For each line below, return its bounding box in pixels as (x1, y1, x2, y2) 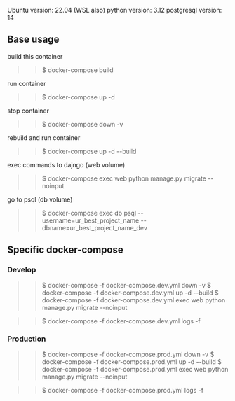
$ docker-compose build (41, 66, 114, 74)
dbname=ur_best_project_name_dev (41, 223, 147, 232)
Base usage (7, 34, 60, 45)
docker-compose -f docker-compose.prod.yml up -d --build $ (41, 357, 222, 366)
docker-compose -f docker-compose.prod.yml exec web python (41, 365, 229, 373)
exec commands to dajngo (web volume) (7, 160, 126, 169)
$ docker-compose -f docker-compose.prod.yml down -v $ (41, 350, 215, 358)
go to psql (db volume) (7, 195, 73, 204)
